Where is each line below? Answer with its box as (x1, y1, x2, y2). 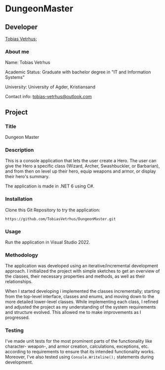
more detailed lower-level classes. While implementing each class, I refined (5, 299, 159, 305)
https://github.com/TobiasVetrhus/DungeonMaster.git (5, 216, 116, 221)
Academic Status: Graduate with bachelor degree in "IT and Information (5, 69, 151, 75)
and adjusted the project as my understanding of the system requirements (5, 304, 156, 310)
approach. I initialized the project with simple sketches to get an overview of (5, 268, 160, 274)
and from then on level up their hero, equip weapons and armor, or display (5, 168, 157, 174)
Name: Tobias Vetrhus (5, 60, 50, 65)
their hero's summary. (5, 174, 50, 180)
